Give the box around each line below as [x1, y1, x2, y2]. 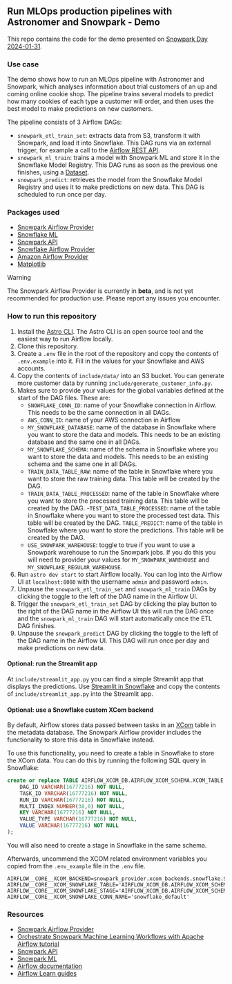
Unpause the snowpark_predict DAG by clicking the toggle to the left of [17, 629, 219, 637]
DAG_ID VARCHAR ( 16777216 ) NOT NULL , [19, 783, 126, 790]
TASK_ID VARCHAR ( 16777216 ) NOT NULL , [19, 789, 128, 797]
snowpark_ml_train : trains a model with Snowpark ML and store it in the [17, 154, 220, 162]
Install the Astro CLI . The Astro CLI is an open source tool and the [17, 327, 204, 335]
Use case [7, 59, 39, 69]
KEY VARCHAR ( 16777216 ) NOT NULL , [19, 809, 116, 816]
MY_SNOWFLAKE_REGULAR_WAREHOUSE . [27, 562, 123, 571]
